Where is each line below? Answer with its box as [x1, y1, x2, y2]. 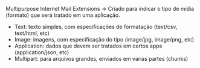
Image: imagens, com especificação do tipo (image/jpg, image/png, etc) [14, 36, 195, 43]
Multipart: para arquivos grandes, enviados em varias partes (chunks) [14, 55, 189, 62]
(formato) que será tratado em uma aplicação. [5, 11, 120, 19]
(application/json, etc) [14, 49, 69, 56]
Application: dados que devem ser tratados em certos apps [14, 42, 163, 49]
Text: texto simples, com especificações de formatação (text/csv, [14, 23, 178, 30]
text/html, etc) [14, 29, 50, 37]
